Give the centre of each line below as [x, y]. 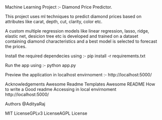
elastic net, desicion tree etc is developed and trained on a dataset [72, 36]
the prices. [16, 46]
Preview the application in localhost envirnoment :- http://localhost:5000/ [79, 75]
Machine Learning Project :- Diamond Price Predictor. [59, 7]
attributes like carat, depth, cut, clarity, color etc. [54, 22]
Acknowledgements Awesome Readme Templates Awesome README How [80, 84]
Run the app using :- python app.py [41, 65]
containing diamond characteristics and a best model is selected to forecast [81, 41]
